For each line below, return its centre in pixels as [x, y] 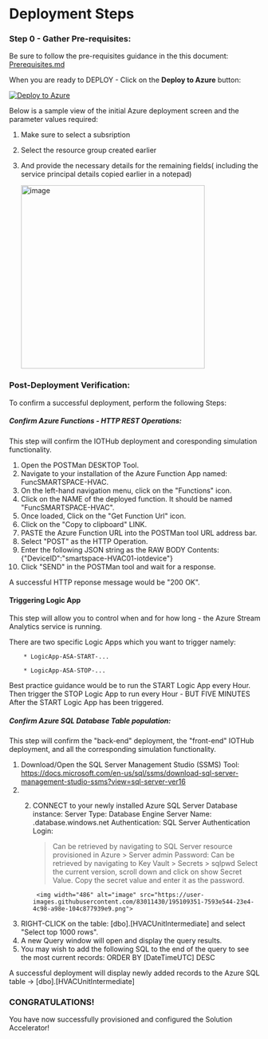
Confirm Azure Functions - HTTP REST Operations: [95, 421]
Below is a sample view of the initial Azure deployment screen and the [124, 111]
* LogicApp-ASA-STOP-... [65, 671]
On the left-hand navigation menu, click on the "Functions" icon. [126, 490]
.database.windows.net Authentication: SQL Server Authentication [141, 822]
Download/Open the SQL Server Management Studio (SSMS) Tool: [130, 764]
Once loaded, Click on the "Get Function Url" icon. [103, 516]
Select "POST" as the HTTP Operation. [84, 541]
